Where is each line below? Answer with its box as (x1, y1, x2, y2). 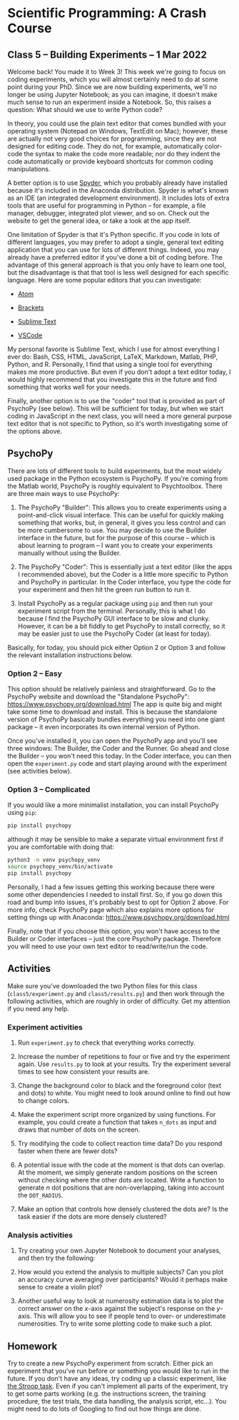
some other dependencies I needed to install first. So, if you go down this (7, 890, 223, 898)
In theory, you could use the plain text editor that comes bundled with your (7, 119, 227, 128)
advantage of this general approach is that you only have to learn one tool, (7, 260, 227, 269)
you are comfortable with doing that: (7, 843, 115, 851)
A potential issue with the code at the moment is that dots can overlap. (17, 1161, 225, 1170)
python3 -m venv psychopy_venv (7, 856, 101, 864)
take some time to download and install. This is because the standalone (7, 708, 218, 716)
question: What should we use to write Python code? (7, 106, 163, 113)
